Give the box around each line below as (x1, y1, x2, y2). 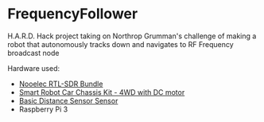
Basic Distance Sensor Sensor (18, 96, 118, 105)
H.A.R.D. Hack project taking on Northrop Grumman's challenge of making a (7, 31, 257, 41)
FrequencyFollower (7, 5, 138, 23)
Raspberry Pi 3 (18, 104, 68, 114)
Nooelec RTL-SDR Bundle (18, 79, 103, 89)
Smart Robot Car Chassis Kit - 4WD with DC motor (18, 87, 185, 96)
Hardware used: (7, 63, 60, 73)
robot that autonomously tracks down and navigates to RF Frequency (7, 39, 234, 49)
